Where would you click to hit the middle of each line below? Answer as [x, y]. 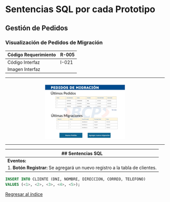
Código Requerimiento [32, 55]
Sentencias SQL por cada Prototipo [80, 9]
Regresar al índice [24, 194]
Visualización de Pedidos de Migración [54, 43]
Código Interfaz [24, 62]
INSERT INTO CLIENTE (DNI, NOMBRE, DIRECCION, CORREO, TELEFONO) [75, 179]
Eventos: [17, 161]
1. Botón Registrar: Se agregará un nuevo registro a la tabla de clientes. [82, 168]
